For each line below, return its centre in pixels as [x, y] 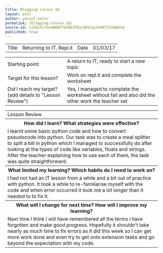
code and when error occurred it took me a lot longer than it [75, 190]
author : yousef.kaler [27, 18]
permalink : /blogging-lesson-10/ [39, 23]
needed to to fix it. [28, 196]
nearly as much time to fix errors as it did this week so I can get [79, 231]
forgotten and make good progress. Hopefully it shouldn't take [78, 225]
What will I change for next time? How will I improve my [81, 205]
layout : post [18, 14]
